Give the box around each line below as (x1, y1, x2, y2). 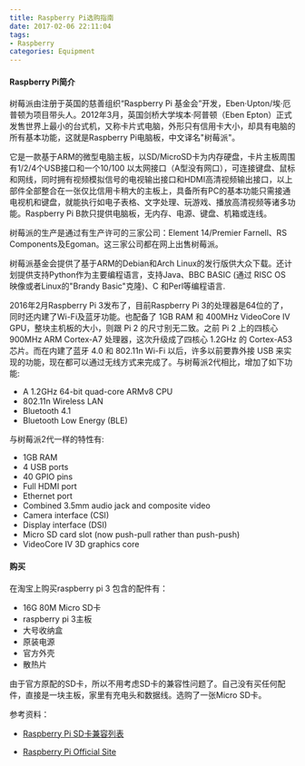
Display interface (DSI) (22, 519, 107, 531)
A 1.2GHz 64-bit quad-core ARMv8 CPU (22, 387, 173, 398)
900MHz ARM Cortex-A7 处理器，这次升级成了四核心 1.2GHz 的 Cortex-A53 (9, 334, 293, 345)
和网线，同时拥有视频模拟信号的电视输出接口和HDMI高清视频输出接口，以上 (9, 174, 293, 185)
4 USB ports (22, 462, 69, 473)
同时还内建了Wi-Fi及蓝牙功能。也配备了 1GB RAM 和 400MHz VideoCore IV (9, 311, 290, 322)
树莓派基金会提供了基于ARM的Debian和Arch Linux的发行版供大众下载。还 (9, 258, 285, 269)
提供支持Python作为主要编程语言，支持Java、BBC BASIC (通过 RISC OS (16, 270, 286, 280)
